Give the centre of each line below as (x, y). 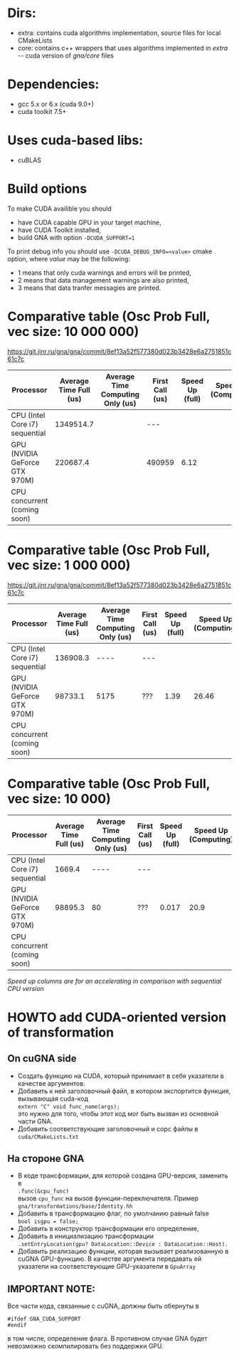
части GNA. (35, 1121)
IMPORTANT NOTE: (52, 1289)
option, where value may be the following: (69, 258)
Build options (47, 189)
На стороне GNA (46, 1158)
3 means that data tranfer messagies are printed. (89, 288)
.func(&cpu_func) (43, 1191)
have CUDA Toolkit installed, (59, 230)
